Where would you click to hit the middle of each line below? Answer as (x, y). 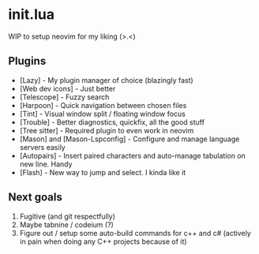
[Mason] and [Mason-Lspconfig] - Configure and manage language (129, 139)
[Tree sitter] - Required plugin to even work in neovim (107, 130)
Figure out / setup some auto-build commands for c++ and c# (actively (135, 233)
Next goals (36, 198)
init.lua (32, 15)
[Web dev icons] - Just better (68, 88)
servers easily (42, 147)
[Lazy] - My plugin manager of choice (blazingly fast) (106, 80)
